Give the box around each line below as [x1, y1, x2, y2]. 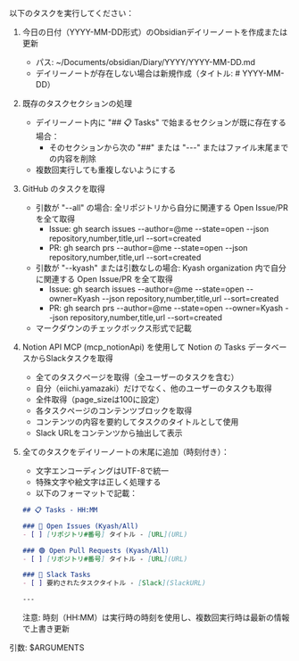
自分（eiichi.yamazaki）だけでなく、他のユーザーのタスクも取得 [35, 383, 272, 393]
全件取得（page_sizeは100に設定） [35, 394, 165, 404]
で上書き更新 [21, 624, 70, 633]
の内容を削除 [48, 153, 96, 163]
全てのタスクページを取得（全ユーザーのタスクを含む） [35, 372, 239, 382]
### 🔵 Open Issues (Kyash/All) [21, 521, 139, 531]
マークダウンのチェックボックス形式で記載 [35, 323, 192, 333]
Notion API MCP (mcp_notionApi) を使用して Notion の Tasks [21, 342, 246, 352]
